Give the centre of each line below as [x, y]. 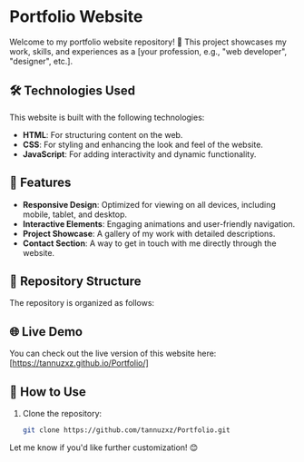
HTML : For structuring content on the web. [103, 134]
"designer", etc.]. [41, 61]
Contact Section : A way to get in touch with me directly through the [149, 243]
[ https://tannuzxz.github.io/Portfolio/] [79, 363]
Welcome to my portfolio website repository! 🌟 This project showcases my [148, 42]
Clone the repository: [62, 413]
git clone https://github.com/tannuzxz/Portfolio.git [126, 430]
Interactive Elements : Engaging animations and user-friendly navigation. [159, 223]
